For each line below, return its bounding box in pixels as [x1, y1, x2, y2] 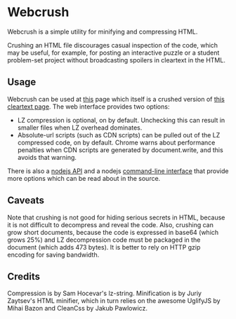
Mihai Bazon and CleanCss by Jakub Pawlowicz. [7, 304, 147, 313]
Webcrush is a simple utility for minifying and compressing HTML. [7, 27, 198, 36]
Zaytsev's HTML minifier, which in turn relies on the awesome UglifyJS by [7, 297, 221, 305]
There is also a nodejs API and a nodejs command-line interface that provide [7, 166, 229, 175]
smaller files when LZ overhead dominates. [17, 123, 143, 132]
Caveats [7, 194, 44, 207]
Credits [7, 271, 41, 283]
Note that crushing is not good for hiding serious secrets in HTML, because [7, 213, 225, 222]
